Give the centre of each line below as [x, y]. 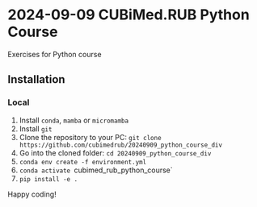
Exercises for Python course [55, 54]
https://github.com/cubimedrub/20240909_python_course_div [121, 145]
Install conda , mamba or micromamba [74, 120]
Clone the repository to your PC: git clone [91, 137]
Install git [36, 128]
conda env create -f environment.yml [83, 162]
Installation [36, 79]
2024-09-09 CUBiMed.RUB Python [128, 15]
